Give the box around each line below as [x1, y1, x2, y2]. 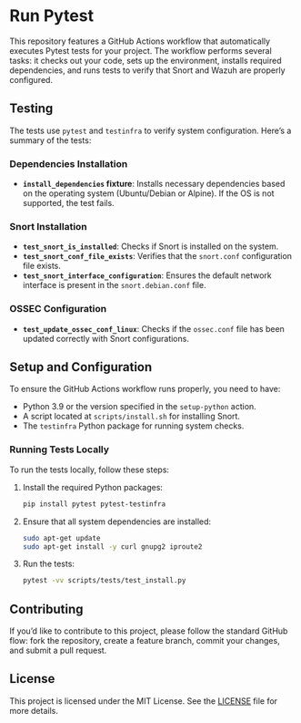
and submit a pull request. [9, 645, 107, 656]
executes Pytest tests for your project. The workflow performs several [9, 45, 273, 56]
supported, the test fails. [22, 198, 115, 209]
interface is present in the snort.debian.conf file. [22, 280, 206, 291]
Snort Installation [9, 220, 88, 232]
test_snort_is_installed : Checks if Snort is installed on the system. [22, 241, 279, 252]
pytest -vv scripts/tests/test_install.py [22, 576, 186, 585]
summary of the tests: [9, 134, 92, 146]
